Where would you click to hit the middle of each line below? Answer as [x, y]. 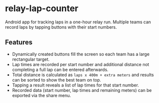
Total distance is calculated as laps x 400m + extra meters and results [83, 75]
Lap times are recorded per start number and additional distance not [80, 64]
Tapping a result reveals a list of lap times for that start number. [76, 85]
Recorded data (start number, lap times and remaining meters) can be [82, 90]
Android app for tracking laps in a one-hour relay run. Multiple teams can [78, 22]
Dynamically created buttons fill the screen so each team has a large [81, 54]
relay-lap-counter [42, 9]
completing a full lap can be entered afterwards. [60, 69]
